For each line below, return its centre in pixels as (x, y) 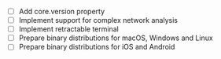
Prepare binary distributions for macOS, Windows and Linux (116, 38)
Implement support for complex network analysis (98, 20)
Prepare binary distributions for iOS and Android (97, 47)
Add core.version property (62, 11)
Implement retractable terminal (68, 29)
